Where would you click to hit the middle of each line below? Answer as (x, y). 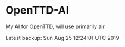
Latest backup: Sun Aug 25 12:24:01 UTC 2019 (62, 38)
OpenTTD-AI (37, 10)
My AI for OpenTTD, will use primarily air (55, 26)
